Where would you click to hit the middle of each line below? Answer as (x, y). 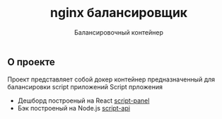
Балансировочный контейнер (119, 32)
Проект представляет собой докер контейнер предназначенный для (111, 79)
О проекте (31, 62)
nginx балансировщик (119, 13)
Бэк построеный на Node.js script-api (74, 108)
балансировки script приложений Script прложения (85, 86)
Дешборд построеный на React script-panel (83, 101)
